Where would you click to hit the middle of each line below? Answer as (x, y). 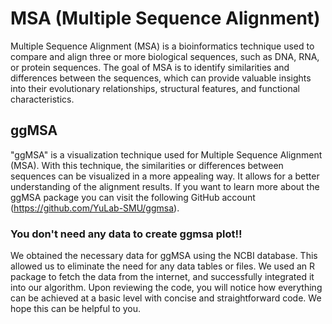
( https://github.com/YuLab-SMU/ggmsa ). (95, 208)
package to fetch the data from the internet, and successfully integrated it (162, 277)
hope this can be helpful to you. (76, 309)
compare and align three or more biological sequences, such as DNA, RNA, (165, 56)
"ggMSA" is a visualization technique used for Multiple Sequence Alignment (166, 154)
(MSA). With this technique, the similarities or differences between (147, 165)
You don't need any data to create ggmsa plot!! (126, 234)
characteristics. (42, 99)
